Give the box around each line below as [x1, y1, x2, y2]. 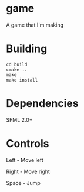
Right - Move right [6, 168, 50, 175]
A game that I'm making [6, 21, 63, 28]
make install [6, 77, 38, 83]
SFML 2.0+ [6, 116, 33, 123]
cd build [6, 61, 28, 67]
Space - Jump [6, 179, 41, 186]
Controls [6, 137, 49, 150]
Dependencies [6, 97, 79, 110]
